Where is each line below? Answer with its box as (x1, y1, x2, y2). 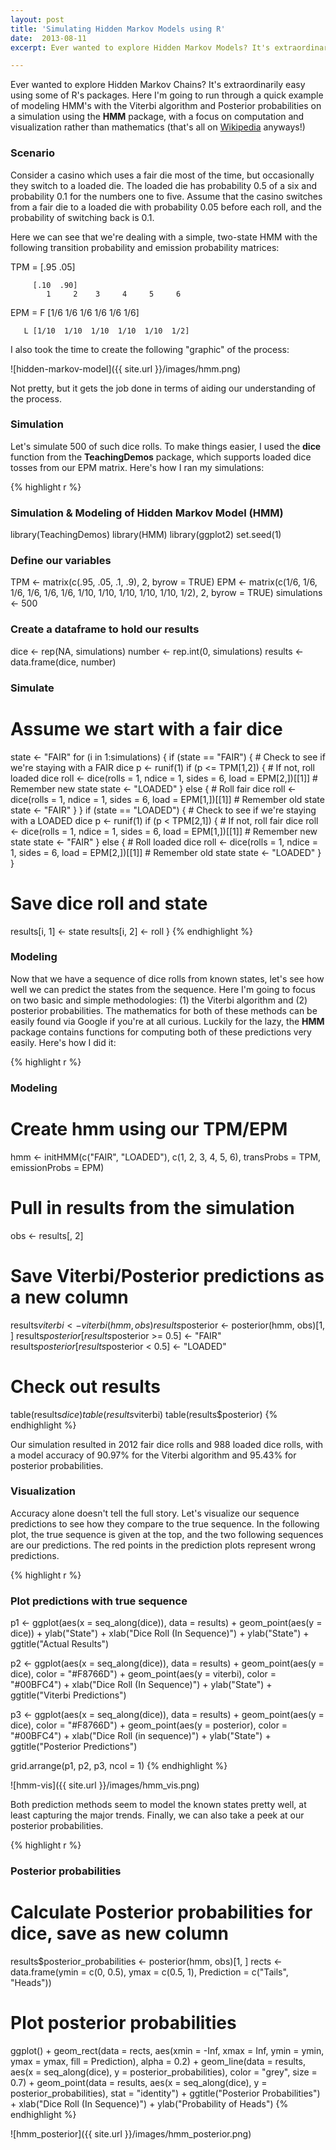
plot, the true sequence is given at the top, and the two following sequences (10, 1528, 324, 1540)
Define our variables (10, 554, 112, 568)
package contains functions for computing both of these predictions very (10, 1026, 312, 1038)
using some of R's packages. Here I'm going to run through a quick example (10, 89, 324, 101)
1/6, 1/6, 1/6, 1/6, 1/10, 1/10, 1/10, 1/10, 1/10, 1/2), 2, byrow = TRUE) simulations (10, 587, 323, 599)
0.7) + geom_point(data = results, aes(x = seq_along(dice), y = (10, 2076, 268, 2088)
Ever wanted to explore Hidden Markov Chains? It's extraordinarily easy (10, 79, 306, 91)
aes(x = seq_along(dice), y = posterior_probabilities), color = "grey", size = (10, 2066, 318, 2078)
